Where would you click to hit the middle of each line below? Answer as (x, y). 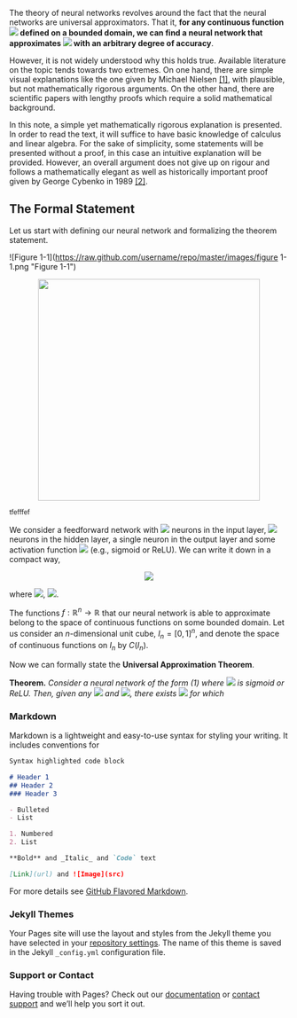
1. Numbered (31, 834)
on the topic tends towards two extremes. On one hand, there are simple (141, 70)
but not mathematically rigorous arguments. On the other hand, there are (142, 89)
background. (32, 107)
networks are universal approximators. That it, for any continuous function (147, 22)
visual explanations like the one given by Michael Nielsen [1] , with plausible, (147, 79)
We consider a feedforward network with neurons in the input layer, (138, 529)
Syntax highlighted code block (67, 762)
